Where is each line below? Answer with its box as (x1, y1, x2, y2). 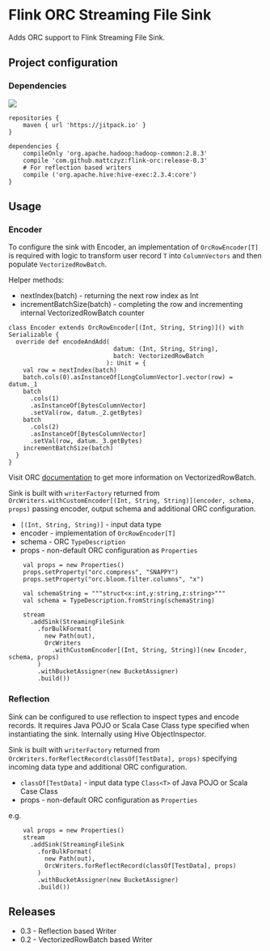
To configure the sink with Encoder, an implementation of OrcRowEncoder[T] (8, 242, 259, 252)
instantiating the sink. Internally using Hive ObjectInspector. (8, 729, 207, 739)
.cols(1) (29, 394, 60, 403)
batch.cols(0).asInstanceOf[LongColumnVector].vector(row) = (23, 373, 233, 382)
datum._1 (8, 381, 38, 389)
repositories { (8, 113, 60, 122)
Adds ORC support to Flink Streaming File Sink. (8, 32, 166, 42)
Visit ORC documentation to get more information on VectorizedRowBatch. (8, 472, 256, 483)
